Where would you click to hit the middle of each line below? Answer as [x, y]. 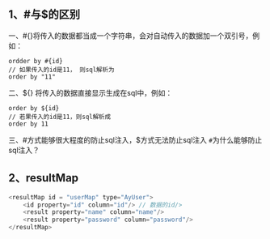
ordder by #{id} [36, 61]
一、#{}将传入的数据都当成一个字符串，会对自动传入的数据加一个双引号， [131, 36]
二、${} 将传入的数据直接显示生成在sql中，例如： [91, 92]
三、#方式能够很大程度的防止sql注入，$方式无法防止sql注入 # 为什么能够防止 [135, 139]
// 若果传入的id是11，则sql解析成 [60, 117]
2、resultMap [44, 178]
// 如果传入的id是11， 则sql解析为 [61, 70]
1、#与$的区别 [44, 15]
